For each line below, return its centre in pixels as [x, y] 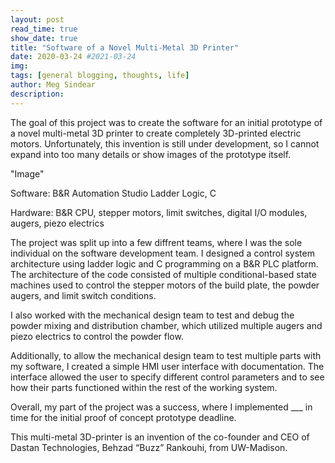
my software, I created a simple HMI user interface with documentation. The [167, 366]
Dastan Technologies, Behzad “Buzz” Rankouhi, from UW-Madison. [149, 447]
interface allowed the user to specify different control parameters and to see [167, 377]
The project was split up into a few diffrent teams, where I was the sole [156, 242]
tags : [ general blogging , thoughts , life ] [100, 76]
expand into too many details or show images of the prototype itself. [151, 154]
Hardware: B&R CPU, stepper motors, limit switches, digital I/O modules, [159, 212]
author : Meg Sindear [53, 85]
